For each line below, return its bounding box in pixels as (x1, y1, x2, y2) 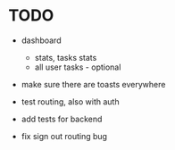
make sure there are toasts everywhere (21, 79, 166, 89)
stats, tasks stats (34, 52, 97, 62)
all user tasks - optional (34, 62, 121, 72)
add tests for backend (21, 113, 103, 124)
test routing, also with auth (21, 96, 120, 107)
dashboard (21, 35, 62, 46)
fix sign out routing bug (21, 130, 108, 141)
